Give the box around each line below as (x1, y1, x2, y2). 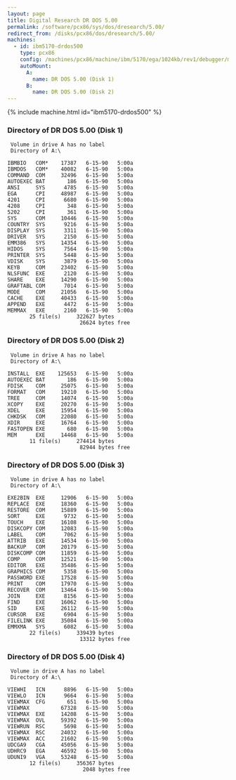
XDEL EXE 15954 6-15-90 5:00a (7, 406, 133, 414)
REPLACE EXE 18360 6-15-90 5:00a (7, 501, 133, 508)
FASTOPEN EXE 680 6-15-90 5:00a (7, 425, 133, 432)
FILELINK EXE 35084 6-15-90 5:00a (7, 617, 133, 625)
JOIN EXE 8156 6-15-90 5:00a (7, 593, 133, 600)
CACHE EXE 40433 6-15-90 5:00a (7, 295, 133, 302)
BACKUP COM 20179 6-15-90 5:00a (7, 543, 133, 551)
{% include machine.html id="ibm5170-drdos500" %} (7, 108, 162, 117)
